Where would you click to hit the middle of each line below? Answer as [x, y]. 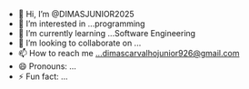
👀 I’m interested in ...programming [81, 24]
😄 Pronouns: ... [47, 66]
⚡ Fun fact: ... [43, 76]
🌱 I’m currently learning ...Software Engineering [107, 33]
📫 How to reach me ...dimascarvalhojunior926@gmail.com [129, 53]
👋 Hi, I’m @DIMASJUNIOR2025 [76, 14]
